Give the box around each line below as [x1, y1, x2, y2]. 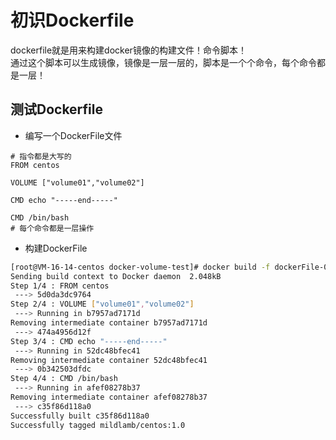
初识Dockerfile [10, 9, 135, 32]
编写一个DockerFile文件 [24, 129, 123, 141]
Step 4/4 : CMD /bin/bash [10, 374, 118, 384]
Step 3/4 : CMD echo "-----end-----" [10, 336, 168, 346]
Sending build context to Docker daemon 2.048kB [10, 271, 222, 281]
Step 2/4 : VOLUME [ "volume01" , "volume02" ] [10, 299, 195, 310]
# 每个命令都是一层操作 [10, 223, 95, 233]
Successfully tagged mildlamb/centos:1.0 [10, 420, 186, 430]
